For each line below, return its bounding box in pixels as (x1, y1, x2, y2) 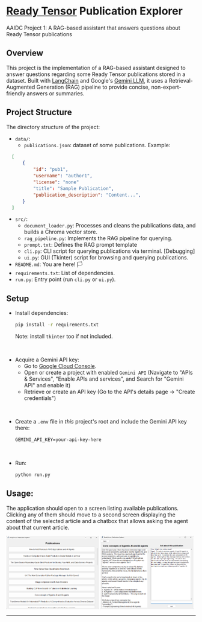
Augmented (6, 83, 35, 90)
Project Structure (6, 107, 72, 118)
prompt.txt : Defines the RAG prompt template (23, 241, 137, 249)
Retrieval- (168, 77, 194, 84)
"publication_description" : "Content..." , (32, 192, 141, 198)
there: (14, 424, 30, 432)
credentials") (23, 395, 57, 402)
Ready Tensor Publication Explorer (6, 4, 183, 18)
